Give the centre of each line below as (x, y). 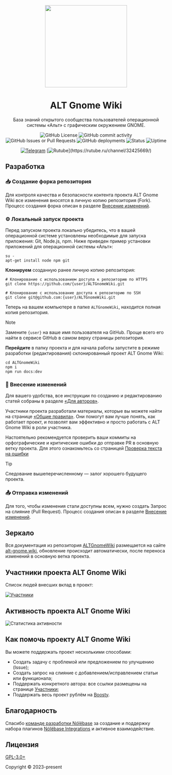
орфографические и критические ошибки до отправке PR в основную (82, 443)
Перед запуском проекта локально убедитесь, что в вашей (70, 230)
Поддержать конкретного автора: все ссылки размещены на (80, 684)
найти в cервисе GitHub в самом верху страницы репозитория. (75, 338)
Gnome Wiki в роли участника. (39, 428)
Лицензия (22, 744)
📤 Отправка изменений (37, 493)
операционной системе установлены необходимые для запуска (76, 235)
